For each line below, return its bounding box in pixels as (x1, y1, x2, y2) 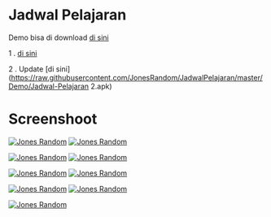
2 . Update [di (8, 63, 55, 74)
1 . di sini (8, 48, 37, 58)
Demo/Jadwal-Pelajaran (8, 81, 90, 91)
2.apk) (90, 81, 112, 91)
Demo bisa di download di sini (8, 33, 109, 42)
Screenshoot (8, 110, 98, 128)
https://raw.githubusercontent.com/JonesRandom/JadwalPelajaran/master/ (11, 72, 263, 82)
